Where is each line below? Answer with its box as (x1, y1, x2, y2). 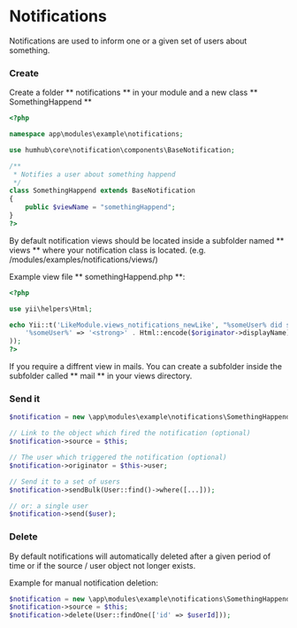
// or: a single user (9, 501, 89, 510)
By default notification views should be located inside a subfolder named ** (9, 235, 285, 245)
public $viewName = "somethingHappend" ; (25, 203, 176, 212)
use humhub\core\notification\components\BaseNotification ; (9, 145, 236, 154)
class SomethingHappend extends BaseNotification (9, 186, 196, 196)
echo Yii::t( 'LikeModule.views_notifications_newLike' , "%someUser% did (9, 321, 283, 330)
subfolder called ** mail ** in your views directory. (9, 370, 193, 382)
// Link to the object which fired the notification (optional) (9, 429, 251, 438)
